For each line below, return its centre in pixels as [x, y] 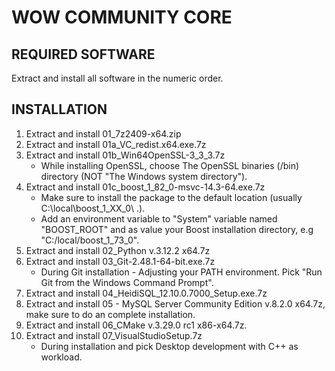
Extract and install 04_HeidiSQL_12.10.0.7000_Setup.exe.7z [146, 293]
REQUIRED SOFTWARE [83, 54]
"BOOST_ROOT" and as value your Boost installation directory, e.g [177, 229]
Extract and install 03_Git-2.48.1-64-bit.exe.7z [120, 261]
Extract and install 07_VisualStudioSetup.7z [114, 335]
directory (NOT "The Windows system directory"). [144, 176]
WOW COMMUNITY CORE [122, 17]
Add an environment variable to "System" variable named [159, 218]
